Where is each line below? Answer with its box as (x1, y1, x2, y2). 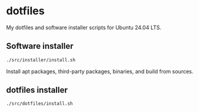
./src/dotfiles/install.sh (6, 101, 73, 107)
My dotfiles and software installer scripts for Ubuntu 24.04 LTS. (6, 24, 162, 31)
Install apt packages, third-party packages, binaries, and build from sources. (6, 67, 194, 75)
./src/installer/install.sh (6, 57, 76, 63)
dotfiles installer (6, 85, 68, 95)
